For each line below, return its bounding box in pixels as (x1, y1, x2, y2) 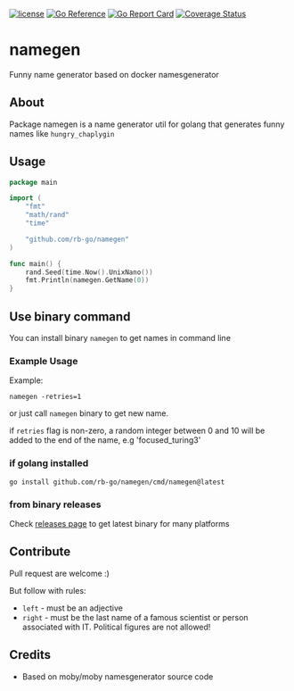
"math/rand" (25, 211, 69, 220)
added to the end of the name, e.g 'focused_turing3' (9, 435, 201, 445)
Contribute (9, 545, 71, 560)
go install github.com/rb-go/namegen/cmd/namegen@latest (9, 478, 225, 487)
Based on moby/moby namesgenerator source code (21, 670, 214, 682)
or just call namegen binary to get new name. (9, 408, 169, 419)
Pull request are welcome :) (9, 568, 110, 579)
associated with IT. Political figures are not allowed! (21, 621, 211, 632)
